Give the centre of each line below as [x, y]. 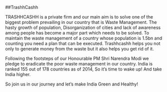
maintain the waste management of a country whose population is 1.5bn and [84, 38]
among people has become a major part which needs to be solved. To [77, 33]
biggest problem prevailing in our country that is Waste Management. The [81, 22]
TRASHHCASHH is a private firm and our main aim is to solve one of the [79, 17]
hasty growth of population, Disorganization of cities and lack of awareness [83, 27]
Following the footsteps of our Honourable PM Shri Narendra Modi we [77, 58]
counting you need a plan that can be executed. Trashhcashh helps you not [83, 43]
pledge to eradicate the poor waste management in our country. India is [79, 64]
